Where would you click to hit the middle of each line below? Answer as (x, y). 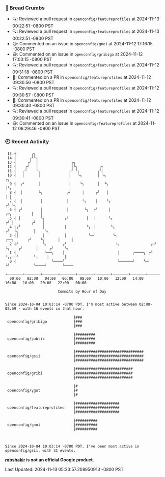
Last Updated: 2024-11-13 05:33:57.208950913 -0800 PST (64, 469)
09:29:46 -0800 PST (39, 129)
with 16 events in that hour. (54, 309)
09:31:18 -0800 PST (32, 72)
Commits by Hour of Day (82, 291)
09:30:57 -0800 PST (33, 95)
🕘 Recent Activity (27, 142)
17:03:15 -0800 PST (32, 60)
